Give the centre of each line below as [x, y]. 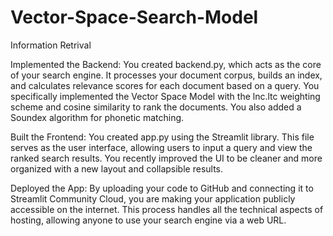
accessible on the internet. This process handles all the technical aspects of [167, 209]
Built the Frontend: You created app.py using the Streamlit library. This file [162, 137]
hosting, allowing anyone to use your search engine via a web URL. [148, 220]
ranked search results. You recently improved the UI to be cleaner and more [166, 158]
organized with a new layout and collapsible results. [117, 168]
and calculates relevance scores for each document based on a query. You [165, 85]
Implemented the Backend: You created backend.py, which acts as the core [166, 64]
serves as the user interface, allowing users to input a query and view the [161, 147]
